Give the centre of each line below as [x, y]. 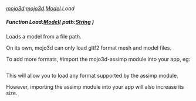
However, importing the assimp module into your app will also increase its [95, 86]
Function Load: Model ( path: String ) [50, 22]
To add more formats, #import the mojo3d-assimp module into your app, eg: [98, 59]
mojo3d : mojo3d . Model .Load [40, 8]
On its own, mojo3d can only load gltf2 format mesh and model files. [89, 48]
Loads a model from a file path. [44, 36]
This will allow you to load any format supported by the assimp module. [92, 75]
